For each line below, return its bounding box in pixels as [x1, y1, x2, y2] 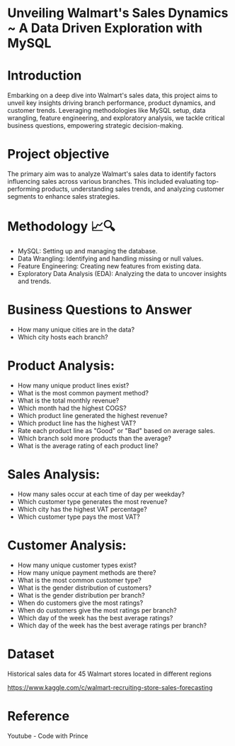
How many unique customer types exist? [17, 561, 137, 569]
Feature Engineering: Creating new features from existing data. [17, 262, 202, 270]
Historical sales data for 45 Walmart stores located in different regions [7, 669, 212, 678]
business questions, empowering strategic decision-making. [7, 121, 183, 130]
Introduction [7, 67, 82, 84]
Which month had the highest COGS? [17, 403, 127, 412]
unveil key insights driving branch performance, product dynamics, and [7, 99, 216, 107]
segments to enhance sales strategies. [7, 192, 120, 201]
